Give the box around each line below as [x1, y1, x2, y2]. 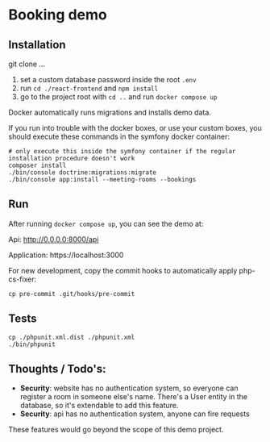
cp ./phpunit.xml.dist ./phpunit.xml [8, 333, 135, 341]
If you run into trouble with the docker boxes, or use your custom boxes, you [8, 123, 262, 132]
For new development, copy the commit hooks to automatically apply [8, 265, 238, 275]
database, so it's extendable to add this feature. [19, 401, 179, 411]
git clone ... [8, 59, 46, 69]
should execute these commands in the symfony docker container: [8, 131, 230, 141]
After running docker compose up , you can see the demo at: [8, 219, 204, 228]
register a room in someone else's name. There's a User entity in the [19, 392, 248, 402]
